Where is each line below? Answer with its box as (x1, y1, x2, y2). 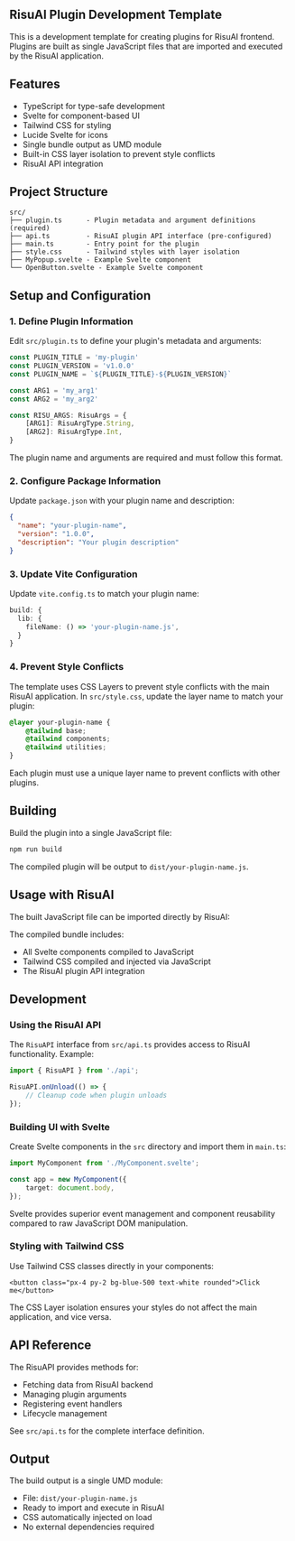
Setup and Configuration (9, 288, 152, 303)
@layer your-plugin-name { (9, 718, 111, 727)
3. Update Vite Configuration (9, 568, 138, 580)
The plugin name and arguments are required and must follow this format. (9, 452, 283, 463)
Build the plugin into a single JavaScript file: (9, 827, 172, 838)
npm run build (9, 844, 63, 854)
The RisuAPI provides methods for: (9, 1361, 139, 1372)
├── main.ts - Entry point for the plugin (9, 239, 200, 249)
